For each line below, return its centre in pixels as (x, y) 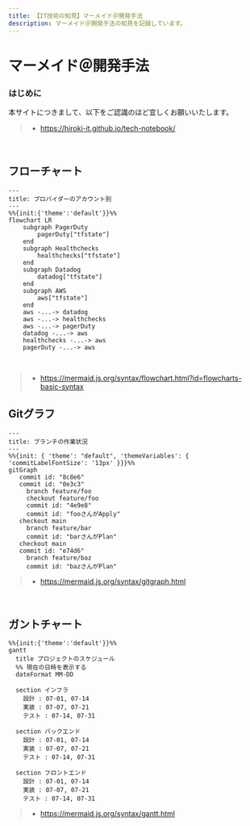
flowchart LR (30, 220)
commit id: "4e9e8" (59, 505)
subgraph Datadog (52, 270)
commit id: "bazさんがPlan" (71, 566)
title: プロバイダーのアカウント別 (60, 199)
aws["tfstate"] (63, 298)
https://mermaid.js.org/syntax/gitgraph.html (113, 581)
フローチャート (46, 172)
